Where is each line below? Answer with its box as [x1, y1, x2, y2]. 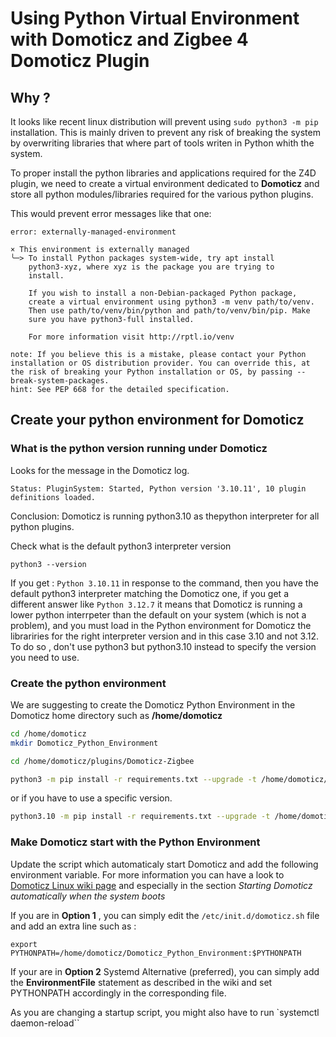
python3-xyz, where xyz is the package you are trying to [28, 262, 275, 272]
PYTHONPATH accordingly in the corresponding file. [10, 987, 227, 999]
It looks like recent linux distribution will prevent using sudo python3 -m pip [10, 116, 319, 127]
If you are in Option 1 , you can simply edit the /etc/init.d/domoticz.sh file [10, 909, 320, 921]
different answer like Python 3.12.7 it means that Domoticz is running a [10, 598, 303, 610]
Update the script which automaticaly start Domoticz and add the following [10, 858, 319, 870]
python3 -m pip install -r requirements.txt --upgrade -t [10, 774, 257, 784]
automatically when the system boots [10, 890, 166, 902]
